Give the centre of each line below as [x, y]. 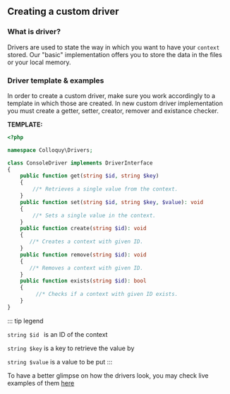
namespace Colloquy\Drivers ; [50, 150]
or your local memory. [40, 62]
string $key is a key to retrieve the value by [71, 348]
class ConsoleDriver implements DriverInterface [80, 163]
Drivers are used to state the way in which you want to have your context [114, 47]
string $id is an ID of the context [57, 334]
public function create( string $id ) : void [83, 229]
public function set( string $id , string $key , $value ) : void [112, 202]
